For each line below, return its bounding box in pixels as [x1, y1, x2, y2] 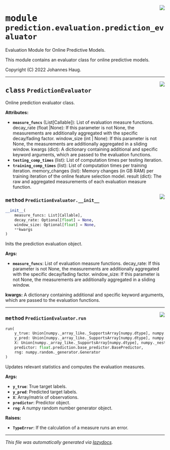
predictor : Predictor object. [12, 399, 71, 405]
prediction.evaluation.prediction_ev [5, 23, 164, 33]
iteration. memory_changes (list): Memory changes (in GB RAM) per [12, 167, 154, 174]
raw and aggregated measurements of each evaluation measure [12, 178, 147, 185]
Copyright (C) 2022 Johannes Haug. [5, 66, 81, 73]
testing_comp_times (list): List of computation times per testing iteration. [12, 157, 163, 163]
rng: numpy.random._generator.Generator [14, 350, 101, 355]
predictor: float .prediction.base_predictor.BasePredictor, [14, 345, 144, 350]
